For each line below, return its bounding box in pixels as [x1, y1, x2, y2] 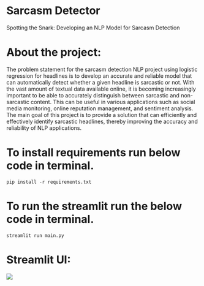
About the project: [6, 45, 101, 59]
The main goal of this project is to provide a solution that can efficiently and [6, 111, 197, 118]
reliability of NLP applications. [6, 124, 81, 132]
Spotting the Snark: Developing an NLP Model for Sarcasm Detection [6, 24, 180, 31]
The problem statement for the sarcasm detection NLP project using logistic [6, 66, 198, 73]
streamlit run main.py [6, 232, 64, 239]
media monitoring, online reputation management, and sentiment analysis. [6, 105, 194, 112]
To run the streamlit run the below [6, 200, 183, 213]
